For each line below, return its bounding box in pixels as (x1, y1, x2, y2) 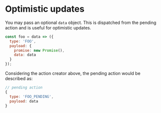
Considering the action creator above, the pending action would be (5, 70, 141, 76)
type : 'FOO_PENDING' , (9, 94, 54, 99)
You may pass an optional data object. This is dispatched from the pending (5, 20, 157, 25)
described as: (5, 76, 33, 82)
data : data (14, 52, 36, 57)
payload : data (9, 99, 38, 104)
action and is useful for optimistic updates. (5, 24, 91, 30)
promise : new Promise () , (14, 48, 65, 53)
